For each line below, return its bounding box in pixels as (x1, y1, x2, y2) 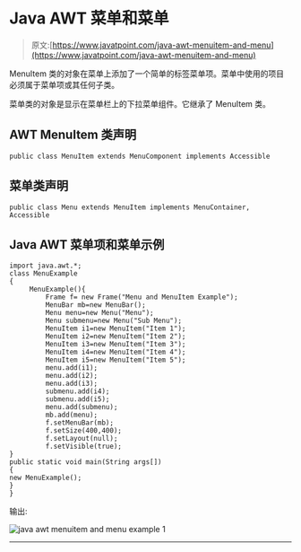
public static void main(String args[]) (9, 458, 163, 467)
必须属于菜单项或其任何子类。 (9, 79, 119, 90)
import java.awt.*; (9, 261, 82, 270)
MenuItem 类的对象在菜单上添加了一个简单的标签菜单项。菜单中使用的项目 (9, 68, 285, 79)
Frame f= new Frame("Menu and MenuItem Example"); (45, 293, 239, 302)
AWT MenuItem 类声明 (9, 127, 137, 143)
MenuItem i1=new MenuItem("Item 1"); (45, 324, 186, 333)
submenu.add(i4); (45, 387, 110, 396)
